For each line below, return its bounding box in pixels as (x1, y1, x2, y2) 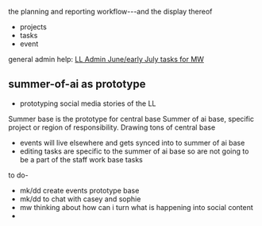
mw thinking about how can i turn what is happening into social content (19, 202, 254, 212)
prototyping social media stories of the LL (19, 99, 156, 108)
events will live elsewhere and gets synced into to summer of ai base (19, 138, 245, 147)
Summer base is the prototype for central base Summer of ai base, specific (8, 114, 255, 123)
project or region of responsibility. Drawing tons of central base (8, 123, 216, 132)
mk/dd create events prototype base (19, 185, 140, 195)
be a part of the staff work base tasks (19, 154, 143, 164)
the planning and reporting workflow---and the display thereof (8, 7, 213, 16)
